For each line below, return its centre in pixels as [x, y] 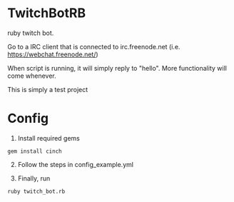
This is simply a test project [48, 89]
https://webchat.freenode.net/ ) [53, 54]
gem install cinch [35, 151]
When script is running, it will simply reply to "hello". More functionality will [117, 68]
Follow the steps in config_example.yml [76, 164]
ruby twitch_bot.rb [36, 191]
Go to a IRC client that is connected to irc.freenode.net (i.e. [94, 46]
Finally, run [34, 178]
